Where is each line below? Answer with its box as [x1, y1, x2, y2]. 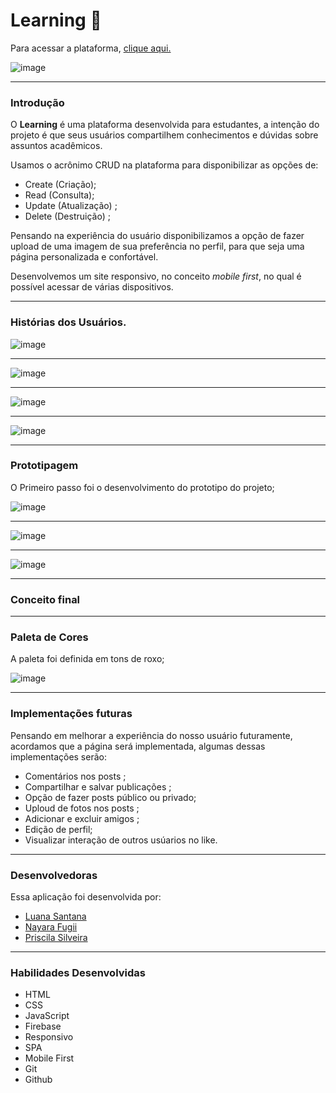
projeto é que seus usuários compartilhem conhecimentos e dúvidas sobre [10, 129, 319, 141]
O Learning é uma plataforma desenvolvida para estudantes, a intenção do [10, 119, 320, 131]
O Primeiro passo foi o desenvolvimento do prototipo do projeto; [10, 481, 275, 493]
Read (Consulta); [24, 189, 95, 201]
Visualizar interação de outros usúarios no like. [24, 834, 218, 846]
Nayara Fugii [24, 921, 78, 933]
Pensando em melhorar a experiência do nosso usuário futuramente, [10, 729, 293, 741]
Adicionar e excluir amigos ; [24, 812, 140, 824]
